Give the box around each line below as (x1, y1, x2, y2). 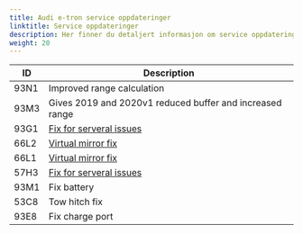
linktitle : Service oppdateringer (9, 22, 140, 31)
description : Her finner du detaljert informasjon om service (9, 30, 248, 39)
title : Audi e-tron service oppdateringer (9, 13, 171, 22)
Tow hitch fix (48, 195, 104, 208)
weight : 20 (9, 38, 50, 48)
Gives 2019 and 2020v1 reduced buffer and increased (48, 96, 282, 109)
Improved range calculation (48, 82, 165, 94)
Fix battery (48, 181, 95, 193)
